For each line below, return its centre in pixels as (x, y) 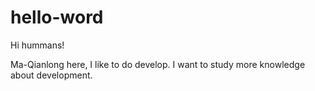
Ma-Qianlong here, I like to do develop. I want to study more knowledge (158, 64)
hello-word (57, 17)
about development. (51, 75)
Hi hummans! (37, 45)
